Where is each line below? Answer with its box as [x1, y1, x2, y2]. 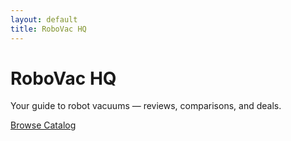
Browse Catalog [10, 119, 77, 131]
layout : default [10, 14, 78, 25]
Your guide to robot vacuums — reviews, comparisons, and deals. [10, 100, 282, 112]
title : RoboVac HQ [10, 24, 87, 34]
